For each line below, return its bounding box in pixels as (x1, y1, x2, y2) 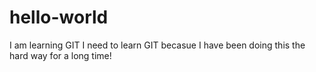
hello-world (9, 6, 109, 29)
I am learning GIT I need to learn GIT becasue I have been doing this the (9, 39, 306, 51)
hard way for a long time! (9, 49, 112, 61)
